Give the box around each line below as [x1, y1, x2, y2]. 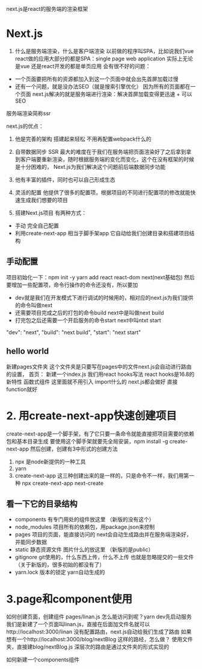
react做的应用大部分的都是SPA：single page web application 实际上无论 [14, 55, 194, 62]
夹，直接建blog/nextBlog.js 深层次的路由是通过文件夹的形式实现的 [6, 643, 170, 650]
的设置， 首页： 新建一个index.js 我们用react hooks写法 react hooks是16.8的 [6, 370, 195, 378]
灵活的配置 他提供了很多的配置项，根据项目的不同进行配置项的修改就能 [14, 189, 191, 196]
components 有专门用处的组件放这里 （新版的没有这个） [14, 516, 155, 523]
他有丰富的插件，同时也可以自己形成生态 [14, 176, 115, 183]
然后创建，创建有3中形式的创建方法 [29, 445, 118, 452]
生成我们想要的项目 [20, 196, 68, 203]
